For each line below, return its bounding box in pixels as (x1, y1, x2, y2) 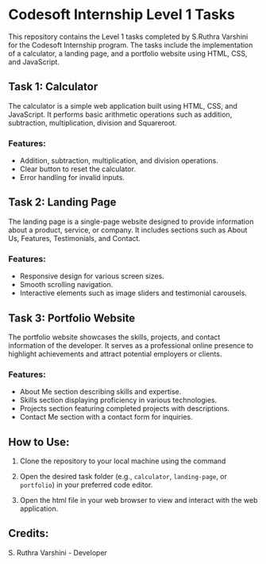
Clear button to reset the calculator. (19, 164, 137, 174)
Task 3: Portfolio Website (8, 311, 136, 324)
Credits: (8, 527, 49, 540)
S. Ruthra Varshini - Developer (8, 547, 107, 557)
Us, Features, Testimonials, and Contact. (8, 233, 141, 243)
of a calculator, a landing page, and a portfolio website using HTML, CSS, (8, 48, 248, 58)
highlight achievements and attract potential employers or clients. (8, 349, 222, 359)
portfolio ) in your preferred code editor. (19, 480, 153, 489)
